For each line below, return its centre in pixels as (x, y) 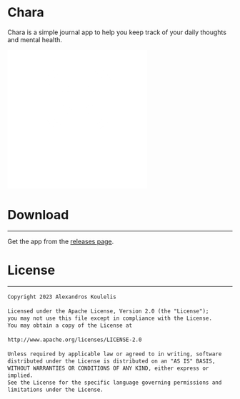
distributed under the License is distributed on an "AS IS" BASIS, (111, 361)
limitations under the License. (55, 390)
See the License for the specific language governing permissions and (115, 383)
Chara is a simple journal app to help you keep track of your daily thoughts (117, 32)
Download (38, 215)
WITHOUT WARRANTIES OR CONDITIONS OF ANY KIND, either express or (108, 368)
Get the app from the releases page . (61, 241)
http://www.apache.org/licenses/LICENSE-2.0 (75, 340)
